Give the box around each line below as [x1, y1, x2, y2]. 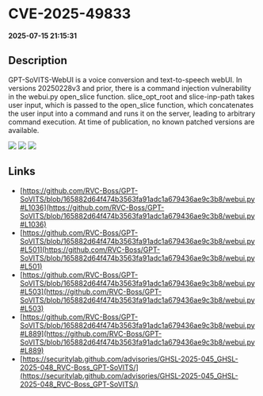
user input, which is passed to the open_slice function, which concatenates [8, 100, 254, 109]
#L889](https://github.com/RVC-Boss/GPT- [19, 329, 162, 338]
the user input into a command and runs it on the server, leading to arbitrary [8, 109, 256, 118]
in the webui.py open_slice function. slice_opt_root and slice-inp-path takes [8, 92, 255, 101]
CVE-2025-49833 [8, 5, 131, 23]
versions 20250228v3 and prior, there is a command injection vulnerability [8, 83, 252, 93]
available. [8, 125, 40, 135]
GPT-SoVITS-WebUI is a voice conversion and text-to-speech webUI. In [8, 74, 242, 84]
